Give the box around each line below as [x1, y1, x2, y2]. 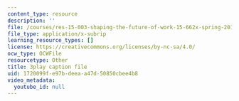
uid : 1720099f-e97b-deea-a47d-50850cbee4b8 [7, 70, 139, 77]
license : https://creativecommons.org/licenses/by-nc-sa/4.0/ [7, 43, 196, 51]
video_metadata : [7, 76, 55, 84]
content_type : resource [7, 10, 78, 18]
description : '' [7, 17, 55, 24]
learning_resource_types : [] [7, 37, 94, 44]
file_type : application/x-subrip [7, 30, 107, 38]
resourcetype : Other [7, 57, 69, 64]
